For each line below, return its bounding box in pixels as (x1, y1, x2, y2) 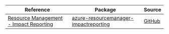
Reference (25, 6, 50, 13)
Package (95, 6, 116, 13)
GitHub (143, 18, 160, 24)
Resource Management (8, 15, 63, 21)
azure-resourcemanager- (72, 15, 134, 21)
